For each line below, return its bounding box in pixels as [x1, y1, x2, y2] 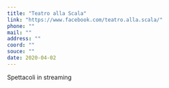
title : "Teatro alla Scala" [7, 10, 87, 17]
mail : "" [7, 29, 32, 36]
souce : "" [7, 48, 35, 55]
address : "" [7, 35, 41, 42]
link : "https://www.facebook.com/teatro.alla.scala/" [7, 16, 164, 23]
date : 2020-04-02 [7, 55, 57, 61]
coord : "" [7, 42, 35, 48]
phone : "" [7, 23, 35, 29]
